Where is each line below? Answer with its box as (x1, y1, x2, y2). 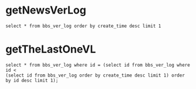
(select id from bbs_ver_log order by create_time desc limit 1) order (5, 72, 185, 78)
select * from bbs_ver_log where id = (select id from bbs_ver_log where (5, 62, 191, 68)
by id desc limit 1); (5, 77, 59, 83)
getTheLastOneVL (5, 42, 97, 56)
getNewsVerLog (5, 4, 87, 17)
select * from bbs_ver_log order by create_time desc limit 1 (5, 23, 161, 29)
